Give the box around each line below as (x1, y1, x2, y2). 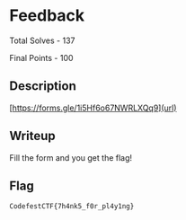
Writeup (9, 128, 56, 144)
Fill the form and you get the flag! (9, 152, 133, 163)
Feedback (9, 5, 85, 26)
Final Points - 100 (9, 52, 74, 63)
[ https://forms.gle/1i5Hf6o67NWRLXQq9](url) (9, 102, 177, 113)
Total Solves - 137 (9, 35, 75, 46)
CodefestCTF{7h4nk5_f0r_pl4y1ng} (9, 202, 135, 211)
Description (9, 78, 76, 94)
